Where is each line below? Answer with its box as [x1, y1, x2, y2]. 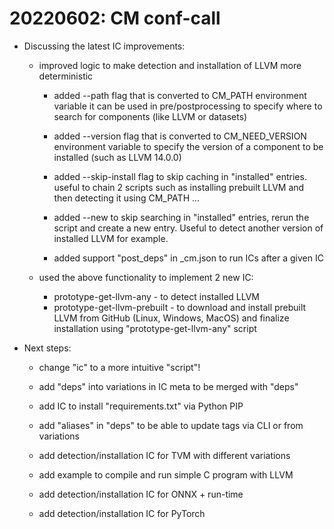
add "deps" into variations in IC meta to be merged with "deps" [38, 380, 299, 392]
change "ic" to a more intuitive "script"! [38, 361, 201, 373]
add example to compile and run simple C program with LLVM [38, 468, 294, 481]
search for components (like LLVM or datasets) [53, 110, 248, 122]
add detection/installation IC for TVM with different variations [38, 449, 291, 461]
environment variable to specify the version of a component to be [53, 140, 324, 152]
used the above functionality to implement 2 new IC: [38, 271, 254, 283]
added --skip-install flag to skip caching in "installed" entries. [53, 170, 307, 182]
